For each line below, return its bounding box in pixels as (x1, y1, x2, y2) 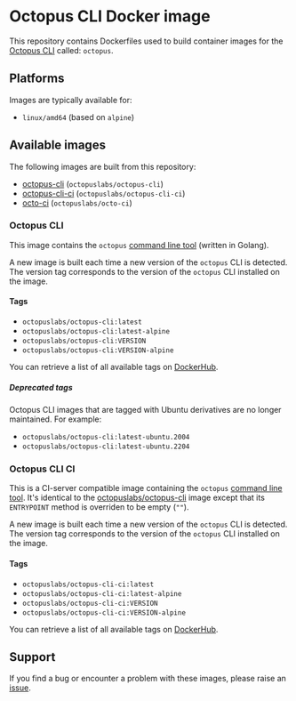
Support (9, 649, 56, 665)
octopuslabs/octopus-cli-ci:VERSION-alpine (21, 608, 187, 617)
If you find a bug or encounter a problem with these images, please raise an (9, 673, 287, 684)
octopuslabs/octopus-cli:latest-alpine (21, 327, 171, 336)
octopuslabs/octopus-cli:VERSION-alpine (21, 346, 174, 355)
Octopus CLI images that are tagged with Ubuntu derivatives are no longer (9, 405, 282, 415)
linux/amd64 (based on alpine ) (21, 111, 135, 122)
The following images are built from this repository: (9, 161, 196, 172)
